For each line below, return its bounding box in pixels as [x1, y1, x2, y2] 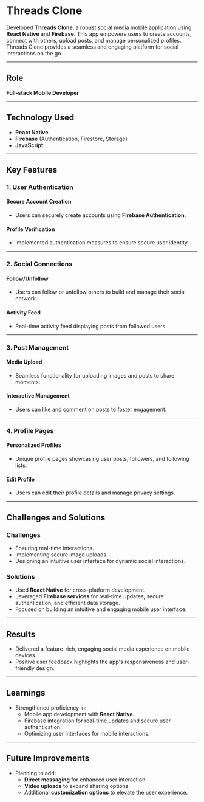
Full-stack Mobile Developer [6, 89, 80, 96]
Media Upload [6, 358, 42, 365]
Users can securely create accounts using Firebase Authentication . [15, 212, 186, 219]
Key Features [6, 165, 58, 175]
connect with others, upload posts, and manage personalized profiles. [6, 36, 182, 44]
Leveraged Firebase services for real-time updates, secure [15, 593, 164, 600]
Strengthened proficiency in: [15, 703, 87, 711]
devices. [15, 652, 37, 659]
